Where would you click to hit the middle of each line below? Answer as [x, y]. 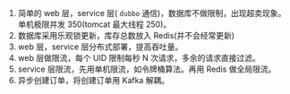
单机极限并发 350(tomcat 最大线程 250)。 [94, 24]
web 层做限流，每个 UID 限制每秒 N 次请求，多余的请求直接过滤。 [139, 58]
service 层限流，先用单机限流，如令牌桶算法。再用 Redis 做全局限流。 [147, 69]
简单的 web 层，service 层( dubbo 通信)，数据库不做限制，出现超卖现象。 [152, 13]
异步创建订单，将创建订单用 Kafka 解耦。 [94, 80]
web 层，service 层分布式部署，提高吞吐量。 [100, 47]
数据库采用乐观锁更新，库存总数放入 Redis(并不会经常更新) [126, 35]
